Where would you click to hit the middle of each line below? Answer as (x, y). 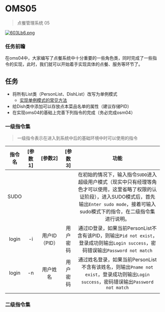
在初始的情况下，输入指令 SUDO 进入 (117, 174)
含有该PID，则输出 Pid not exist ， (117, 236)
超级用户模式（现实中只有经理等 (115, 182)
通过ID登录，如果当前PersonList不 (117, 228)
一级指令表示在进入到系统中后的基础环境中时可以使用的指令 (77, 138)
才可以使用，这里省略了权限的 (117, 189)
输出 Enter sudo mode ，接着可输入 (117, 204)
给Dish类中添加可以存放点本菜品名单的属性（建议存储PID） (72, 106)
